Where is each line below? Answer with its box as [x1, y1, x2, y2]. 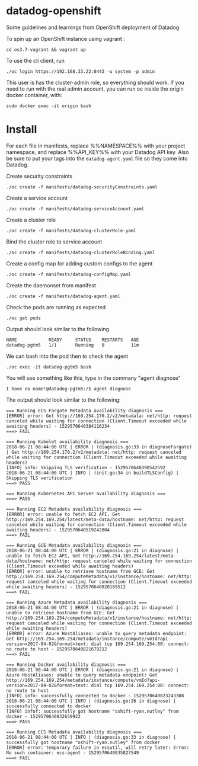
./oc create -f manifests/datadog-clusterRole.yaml [6, 227, 136, 233]
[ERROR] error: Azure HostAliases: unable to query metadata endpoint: [6, 630, 187, 636]
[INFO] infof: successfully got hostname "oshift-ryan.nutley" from [6, 708, 179, 714]
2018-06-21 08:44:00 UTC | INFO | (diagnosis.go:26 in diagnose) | [6, 698, 177, 704]
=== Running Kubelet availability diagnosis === [6, 438, 129, 445]
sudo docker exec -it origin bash [6, 102, 92, 109]
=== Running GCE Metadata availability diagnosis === [6, 542, 142, 549]
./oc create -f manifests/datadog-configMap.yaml [6, 271, 132, 277]
